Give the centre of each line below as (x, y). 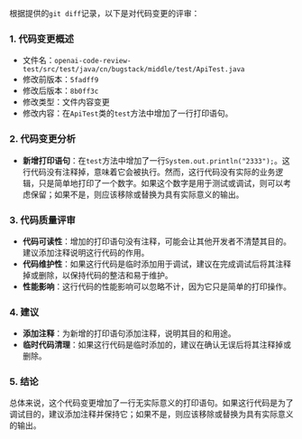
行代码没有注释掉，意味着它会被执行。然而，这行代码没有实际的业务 (149, 172)
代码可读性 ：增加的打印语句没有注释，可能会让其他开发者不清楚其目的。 (156, 241)
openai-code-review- (92, 61)
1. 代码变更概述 (42, 39)
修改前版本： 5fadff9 (60, 79)
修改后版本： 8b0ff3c (60, 91)
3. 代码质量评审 (43, 219)
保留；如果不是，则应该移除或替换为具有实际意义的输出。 (137, 194)
